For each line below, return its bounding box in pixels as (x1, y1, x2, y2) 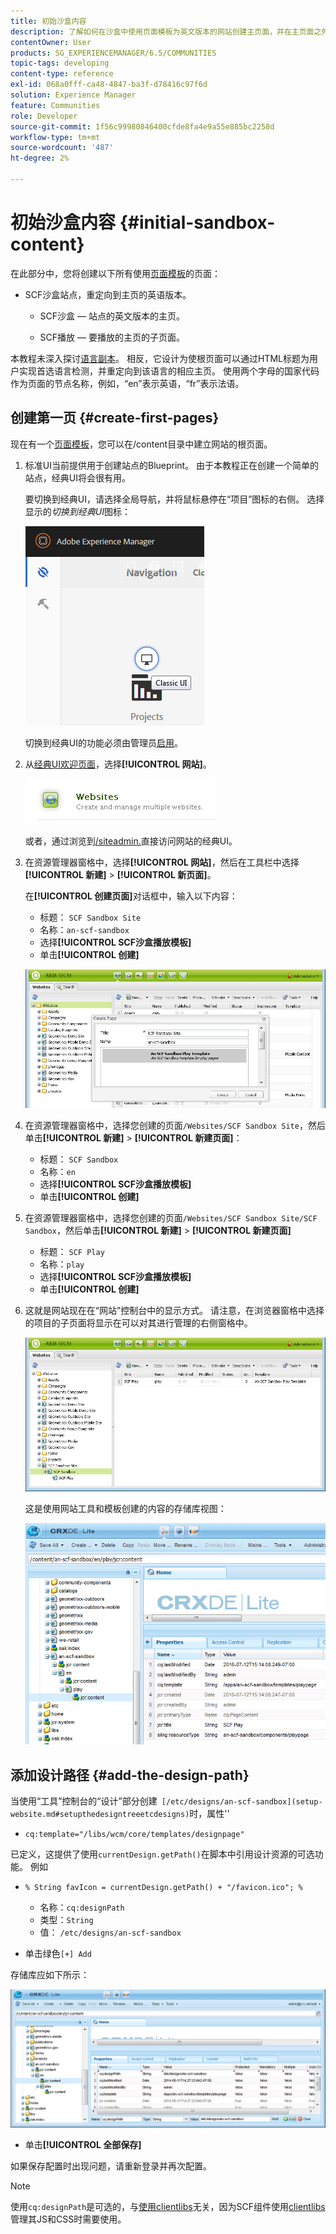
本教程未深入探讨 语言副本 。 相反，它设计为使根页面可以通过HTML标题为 (10, 352, 310, 364)
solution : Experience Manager (10, 90, 137, 100)
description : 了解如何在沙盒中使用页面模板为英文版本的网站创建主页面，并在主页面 (10, 26, 315, 37)
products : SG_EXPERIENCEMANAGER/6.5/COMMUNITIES (10, 48, 217, 58)
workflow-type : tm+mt (10, 132, 101, 142)
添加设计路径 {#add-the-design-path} (10, 1766, 250, 1784)
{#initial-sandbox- (119, 211, 276, 234)
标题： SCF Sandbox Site (39, 911, 142, 923)
